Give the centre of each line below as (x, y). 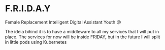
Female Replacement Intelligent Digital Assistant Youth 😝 (63, 22)
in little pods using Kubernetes (36, 42)
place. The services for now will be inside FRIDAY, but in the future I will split (82, 37)
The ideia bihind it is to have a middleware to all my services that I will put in (82, 31)
